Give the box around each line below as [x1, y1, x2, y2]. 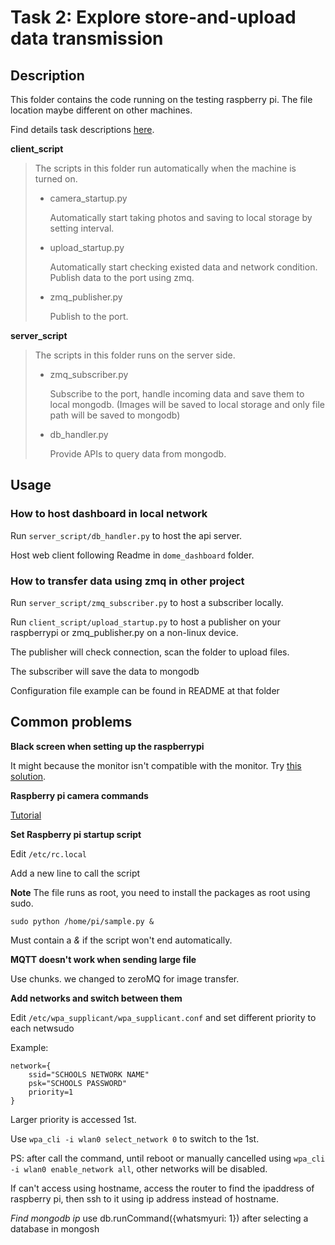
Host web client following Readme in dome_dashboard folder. [10, 549, 255, 561]
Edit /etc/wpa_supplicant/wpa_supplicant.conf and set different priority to [10, 1011, 317, 1023]
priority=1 [28, 1087, 74, 1097]
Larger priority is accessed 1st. [10, 1113, 137, 1125]
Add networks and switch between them [10, 992, 183, 1004]
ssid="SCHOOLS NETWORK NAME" [28, 1069, 150, 1080]
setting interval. [49, 222, 115, 234]
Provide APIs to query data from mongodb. [49, 448, 227, 460]
